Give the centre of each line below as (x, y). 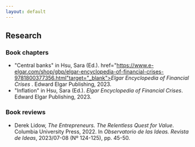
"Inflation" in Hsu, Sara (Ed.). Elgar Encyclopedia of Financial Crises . (98, 91)
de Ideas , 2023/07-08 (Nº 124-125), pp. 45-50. (72, 138)
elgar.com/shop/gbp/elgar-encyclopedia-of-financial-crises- (89, 72)
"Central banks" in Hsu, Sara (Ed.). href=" (65, 65)
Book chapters (27, 52)
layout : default (26, 12)
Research (24, 36)
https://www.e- (135, 65)
